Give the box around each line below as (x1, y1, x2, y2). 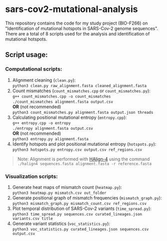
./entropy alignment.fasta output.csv (12, 126, 93, 131)
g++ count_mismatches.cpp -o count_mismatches (12, 94, 111, 99)
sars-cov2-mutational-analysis (5, 4, 138, 15)
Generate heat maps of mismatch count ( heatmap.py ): (12, 184, 122, 190)
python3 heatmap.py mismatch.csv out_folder (12, 190, 107, 195)
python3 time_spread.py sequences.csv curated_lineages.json (12, 211, 143, 216)
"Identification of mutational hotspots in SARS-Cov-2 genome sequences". (5, 25, 159, 31)
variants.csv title (12, 216, 53, 221)
